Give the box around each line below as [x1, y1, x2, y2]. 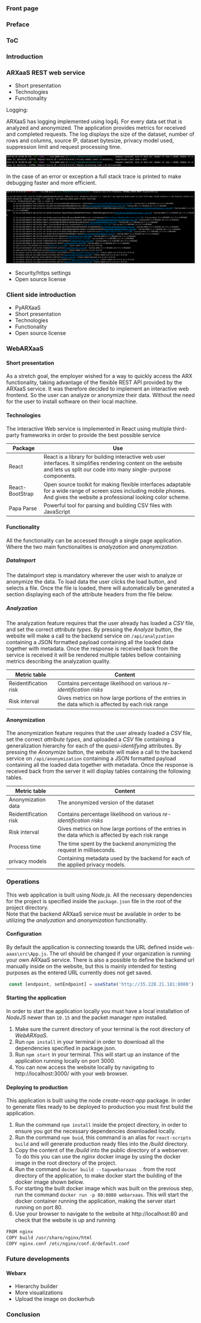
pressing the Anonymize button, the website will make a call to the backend [6, 749, 193, 756]
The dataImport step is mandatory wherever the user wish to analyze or [6, 572, 183, 579]
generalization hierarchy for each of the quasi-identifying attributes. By [6, 742, 182, 749]
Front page [6, 4, 39, 13]
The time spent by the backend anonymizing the [57, 840, 176, 847]
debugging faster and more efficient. [6, 179, 97, 187]
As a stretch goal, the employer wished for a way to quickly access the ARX [6, 373, 193, 380]
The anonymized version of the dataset [57, 799, 154, 806]
